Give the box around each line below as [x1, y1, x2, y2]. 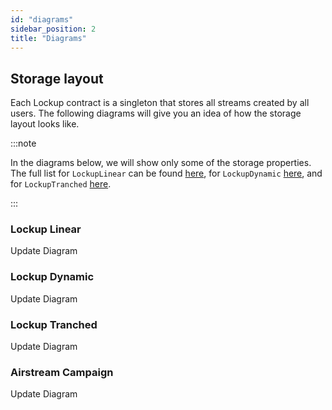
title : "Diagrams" [10, 33, 87, 43]
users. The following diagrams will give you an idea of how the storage [10, 107, 302, 120]
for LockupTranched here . [10, 178, 112, 190]
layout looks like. [10, 118, 80, 130]
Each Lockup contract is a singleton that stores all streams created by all [10, 97, 310, 109]
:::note [10, 137, 37, 150]
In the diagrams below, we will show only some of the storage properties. [10, 157, 312, 169]
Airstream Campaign [10, 366, 114, 379]
